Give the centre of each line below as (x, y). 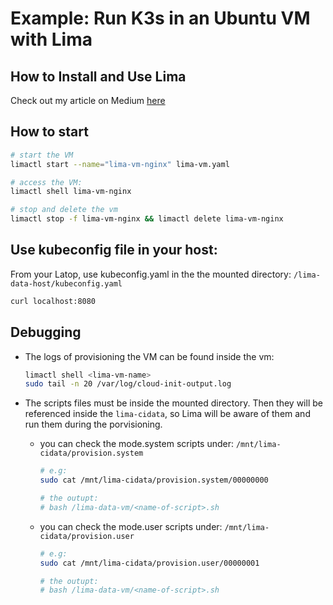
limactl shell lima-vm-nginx (71, 192)
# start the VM (42, 155)
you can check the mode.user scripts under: (131, 526)
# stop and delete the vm (64, 210)
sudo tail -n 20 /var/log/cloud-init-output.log (128, 384)
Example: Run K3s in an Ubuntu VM (160, 18)
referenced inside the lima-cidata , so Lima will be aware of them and (167, 414)
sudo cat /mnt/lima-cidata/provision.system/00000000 (154, 480)
